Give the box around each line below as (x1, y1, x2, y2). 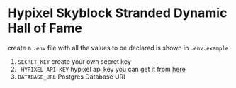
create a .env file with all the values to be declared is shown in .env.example (7, 43, 229, 52)
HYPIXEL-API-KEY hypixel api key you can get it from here (21, 65, 186, 73)
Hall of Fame (7, 20, 83, 36)
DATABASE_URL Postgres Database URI (17, 72, 125, 81)
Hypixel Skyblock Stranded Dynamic (7, 5, 227, 21)
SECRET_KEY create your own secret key (17, 57, 131, 65)
